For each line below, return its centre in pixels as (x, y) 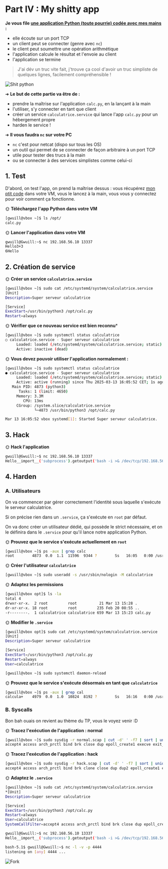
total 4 (13, 599)
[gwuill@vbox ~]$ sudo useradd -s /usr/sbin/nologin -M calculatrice (79, 575)
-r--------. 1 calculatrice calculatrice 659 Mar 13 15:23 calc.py (78, 613)
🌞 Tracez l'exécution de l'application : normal (54, 730)
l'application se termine (36, 59)
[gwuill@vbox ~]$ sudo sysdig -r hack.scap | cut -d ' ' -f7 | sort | (79, 764)
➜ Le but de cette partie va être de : (42, 94)
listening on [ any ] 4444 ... (35, 852)
